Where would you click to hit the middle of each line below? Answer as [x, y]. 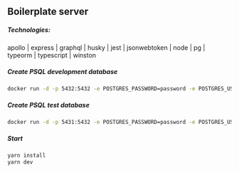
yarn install [27, 156]
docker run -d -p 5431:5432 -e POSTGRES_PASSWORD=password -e [101, 122]
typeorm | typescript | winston [52, 56]
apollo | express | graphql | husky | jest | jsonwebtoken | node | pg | [106, 48]
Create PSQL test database [49, 105]
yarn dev [20, 162]
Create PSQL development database [63, 71]
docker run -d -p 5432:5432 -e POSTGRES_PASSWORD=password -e [101, 89]
